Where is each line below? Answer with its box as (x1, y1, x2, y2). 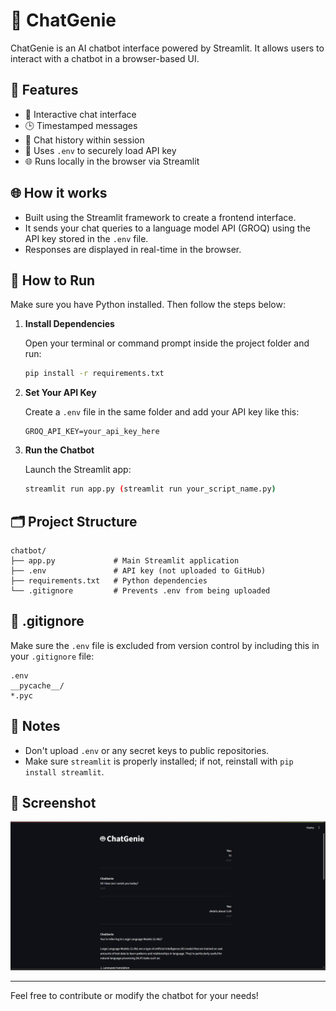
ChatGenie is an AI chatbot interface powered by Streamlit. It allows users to (10, 42, 325, 54)
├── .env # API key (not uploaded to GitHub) (10, 565, 267, 576)
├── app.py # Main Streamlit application (10, 555, 240, 566)
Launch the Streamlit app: (24, 464, 132, 476)
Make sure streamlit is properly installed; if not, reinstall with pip (24, 755, 294, 767)
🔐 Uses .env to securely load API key (24, 144, 177, 156)
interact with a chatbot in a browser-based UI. (10, 52, 200, 64)
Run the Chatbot (24, 444, 95, 456)
